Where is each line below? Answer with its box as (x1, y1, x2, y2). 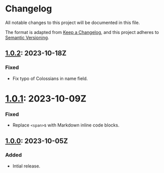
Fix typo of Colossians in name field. (12, 75, 88, 81)
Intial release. (12, 163, 41, 169)
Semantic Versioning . (5, 34, 49, 40)
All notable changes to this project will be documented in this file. (5, 19, 140, 25)
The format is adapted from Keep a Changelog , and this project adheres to (5, 29, 159, 35)
